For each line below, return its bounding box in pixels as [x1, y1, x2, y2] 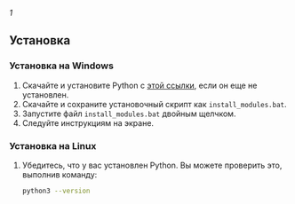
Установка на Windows [9, 59, 114, 72]
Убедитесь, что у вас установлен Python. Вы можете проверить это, [21, 160, 283, 170]
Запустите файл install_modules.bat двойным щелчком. [21, 108, 236, 119]
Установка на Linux [9, 139, 97, 152]
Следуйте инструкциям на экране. [21, 117, 154, 128]
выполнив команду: [21, 169, 98, 180]
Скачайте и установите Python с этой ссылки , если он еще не [21, 80, 258, 90]
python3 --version [21, 186, 91, 195]
